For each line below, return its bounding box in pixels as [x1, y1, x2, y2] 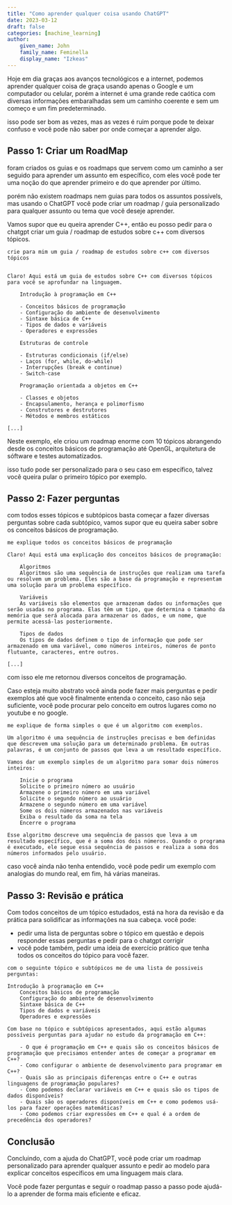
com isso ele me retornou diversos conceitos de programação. [7, 673, 187, 681]
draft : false [7, 23, 45, 30]
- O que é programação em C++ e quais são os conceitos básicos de [19, 1044, 219, 1051]
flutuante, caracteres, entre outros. [7, 649, 119, 656]
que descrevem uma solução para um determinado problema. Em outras [7, 741, 210, 747]
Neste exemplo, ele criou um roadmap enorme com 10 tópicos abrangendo [7, 437, 222, 445]
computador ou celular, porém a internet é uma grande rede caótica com [7, 89, 216, 97]
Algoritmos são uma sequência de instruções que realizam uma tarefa [19, 569, 226, 577]
